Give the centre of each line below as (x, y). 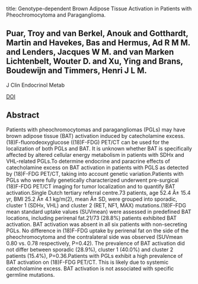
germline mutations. (31, 274)
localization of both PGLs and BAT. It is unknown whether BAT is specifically (99, 149)
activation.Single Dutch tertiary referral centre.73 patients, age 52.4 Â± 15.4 (98, 193)
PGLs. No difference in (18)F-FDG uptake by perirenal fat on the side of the (98, 231)
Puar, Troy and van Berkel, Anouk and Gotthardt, (97, 34)
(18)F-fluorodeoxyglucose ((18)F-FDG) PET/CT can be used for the (87, 142)
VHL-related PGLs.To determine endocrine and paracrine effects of (88, 161)
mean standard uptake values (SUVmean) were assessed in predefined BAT (99, 212)
